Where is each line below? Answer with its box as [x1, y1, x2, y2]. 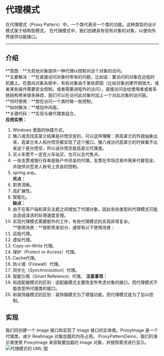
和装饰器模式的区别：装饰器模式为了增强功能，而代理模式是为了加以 [12, 291, 149, 297]
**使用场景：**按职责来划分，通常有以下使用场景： [12, 224, 115, 230]
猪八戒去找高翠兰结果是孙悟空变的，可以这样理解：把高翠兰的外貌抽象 [12, 133, 154, 139]
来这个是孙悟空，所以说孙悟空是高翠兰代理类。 [12, 145, 107, 151]
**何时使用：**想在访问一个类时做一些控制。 [5, 98, 95, 104]
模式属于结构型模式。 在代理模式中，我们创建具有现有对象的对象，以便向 [5, 27, 152, 33]
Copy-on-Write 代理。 [12, 242, 57, 249]
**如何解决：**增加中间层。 [5, 104, 61, 110]
